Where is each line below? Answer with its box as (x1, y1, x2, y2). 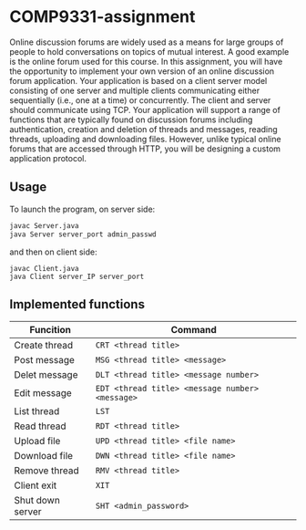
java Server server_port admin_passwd (9, 230, 157, 239)
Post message (14, 354, 76, 367)
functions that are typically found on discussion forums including (9, 114, 253, 125)
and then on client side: (9, 246, 97, 257)
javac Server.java (9, 221, 79, 230)
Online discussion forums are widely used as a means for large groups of (9, 36, 284, 47)
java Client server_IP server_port (9, 272, 145, 281)
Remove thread (14, 464, 79, 477)
